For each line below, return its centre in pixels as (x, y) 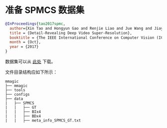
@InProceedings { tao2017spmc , (35, 24)
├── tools (15, 90)
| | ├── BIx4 (23, 112)
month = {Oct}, (25, 42)
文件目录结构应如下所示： (31, 72)
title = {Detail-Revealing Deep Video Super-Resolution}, (71, 33)
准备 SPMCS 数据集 (45, 10)
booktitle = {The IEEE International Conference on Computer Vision (82, 38)
